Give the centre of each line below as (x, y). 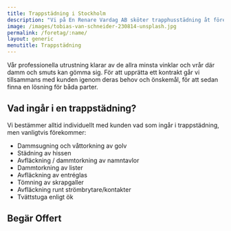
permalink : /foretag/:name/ (47, 33)
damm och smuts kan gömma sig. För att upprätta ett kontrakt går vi (103, 72)
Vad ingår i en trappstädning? (72, 108)
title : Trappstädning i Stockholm (57, 13)
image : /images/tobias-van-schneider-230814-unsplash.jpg (92, 26)
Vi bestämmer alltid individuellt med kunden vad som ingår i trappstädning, (113, 125)
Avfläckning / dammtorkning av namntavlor (78, 160)
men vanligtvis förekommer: (47, 132)
